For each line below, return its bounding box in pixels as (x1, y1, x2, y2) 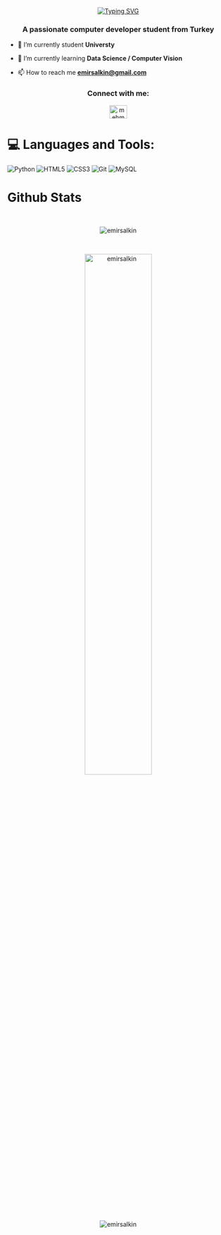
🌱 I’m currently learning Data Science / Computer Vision (17, 54, 183, 63)
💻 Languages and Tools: (7, 136, 155, 153)
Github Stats (7, 189, 82, 205)
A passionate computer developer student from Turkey (22, 24, 215, 34)
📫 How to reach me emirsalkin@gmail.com (17, 68, 147, 77)
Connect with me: (87, 88, 150, 98)
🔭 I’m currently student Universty (17, 40, 115, 49)
